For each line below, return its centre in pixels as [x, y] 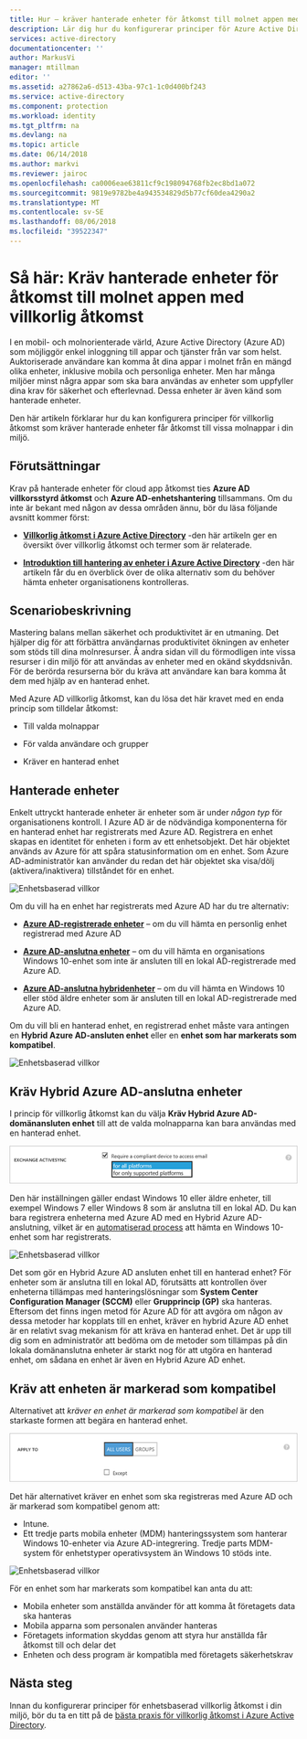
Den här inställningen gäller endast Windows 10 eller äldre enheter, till [140, 1199]
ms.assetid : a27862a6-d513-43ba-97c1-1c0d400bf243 [108, 87]
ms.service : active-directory [67, 96]
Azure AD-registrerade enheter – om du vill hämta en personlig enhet [155, 924]
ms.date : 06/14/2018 [49, 155]
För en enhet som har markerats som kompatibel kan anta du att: [131, 1588]
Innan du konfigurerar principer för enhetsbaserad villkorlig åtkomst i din [146, 1705]
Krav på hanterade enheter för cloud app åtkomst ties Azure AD [130, 488]
